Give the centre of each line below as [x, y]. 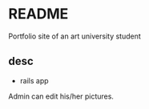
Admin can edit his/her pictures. [61, 96]
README [38, 14]
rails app [34, 80]
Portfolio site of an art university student [75, 36]
